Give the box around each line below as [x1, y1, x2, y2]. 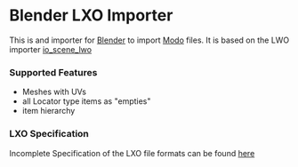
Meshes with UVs [21, 86, 87, 98]
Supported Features [9, 66, 98, 78]
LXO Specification [9, 128, 89, 140]
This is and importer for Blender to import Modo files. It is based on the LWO [9, 35, 290, 45]
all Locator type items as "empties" [21, 96, 151, 107]
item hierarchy [21, 106, 76, 116]
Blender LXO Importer [9, 5, 173, 26]
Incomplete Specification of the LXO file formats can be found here [9, 147, 255, 158]
